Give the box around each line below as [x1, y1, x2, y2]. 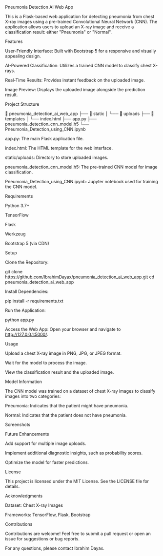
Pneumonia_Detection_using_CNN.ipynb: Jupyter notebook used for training [5, 179, 159, 184]
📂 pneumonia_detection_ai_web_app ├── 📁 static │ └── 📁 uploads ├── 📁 [5, 111, 154, 116]
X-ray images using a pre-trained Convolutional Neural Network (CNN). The [5, 19, 158, 24]
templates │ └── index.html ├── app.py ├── [5, 116, 97, 121]
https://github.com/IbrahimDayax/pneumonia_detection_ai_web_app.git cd [5, 274, 155, 280]
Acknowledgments [5, 493, 43, 498]
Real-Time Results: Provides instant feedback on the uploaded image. [5, 77, 145, 83]
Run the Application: [5, 307, 46, 313]
